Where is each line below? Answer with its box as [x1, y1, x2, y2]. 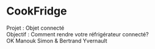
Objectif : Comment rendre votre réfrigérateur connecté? [6, 30, 149, 38]
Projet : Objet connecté [6, 24, 65, 31]
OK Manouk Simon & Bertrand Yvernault [6, 37, 107, 44]
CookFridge [6, 4, 67, 18]
